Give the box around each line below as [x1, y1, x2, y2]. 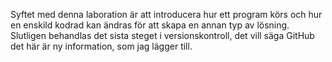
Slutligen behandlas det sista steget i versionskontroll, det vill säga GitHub [10, 30, 315, 41]
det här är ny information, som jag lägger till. [10, 40, 193, 52]
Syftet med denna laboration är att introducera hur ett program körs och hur [10, 9, 323, 20]
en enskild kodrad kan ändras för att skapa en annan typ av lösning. [10, 19, 290, 31]
